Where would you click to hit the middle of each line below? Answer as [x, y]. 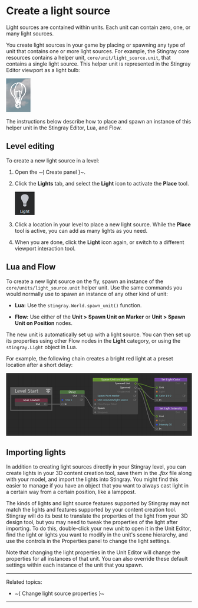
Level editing [30, 146]
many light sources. [30, 33]
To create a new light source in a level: [53, 160]
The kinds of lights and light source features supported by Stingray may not [98, 503]
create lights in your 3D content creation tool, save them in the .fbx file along [99, 473]
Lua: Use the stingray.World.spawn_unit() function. [78, 305]
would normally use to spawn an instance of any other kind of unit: [87, 294]
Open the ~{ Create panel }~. [50, 172]
